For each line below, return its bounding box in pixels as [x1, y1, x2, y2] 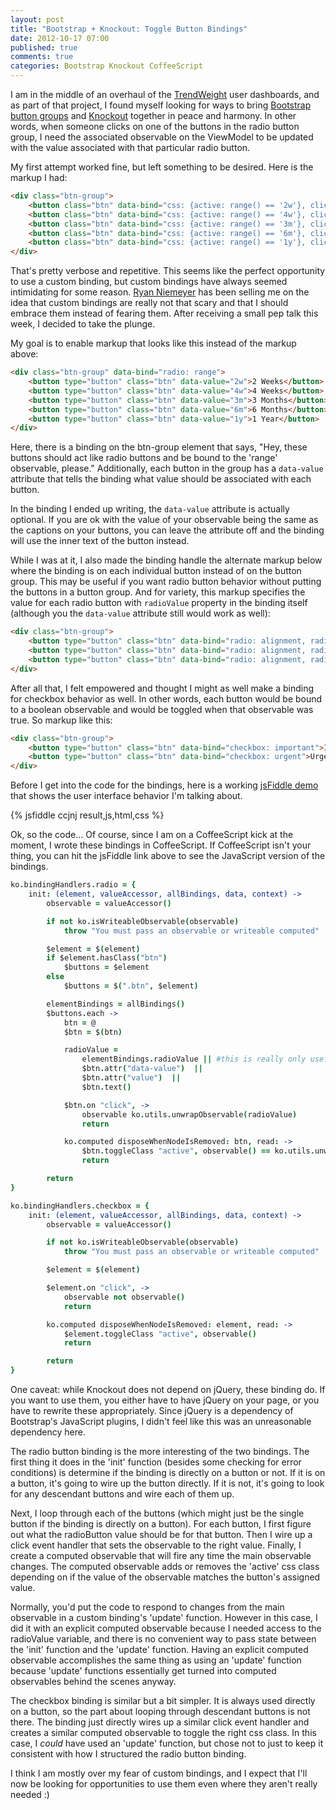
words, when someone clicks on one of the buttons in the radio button [10, 121, 300, 132]
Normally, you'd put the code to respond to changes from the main [10, 1601, 285, 1613]
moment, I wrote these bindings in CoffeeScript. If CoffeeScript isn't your [10, 839, 312, 851]
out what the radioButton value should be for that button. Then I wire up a [10, 1529, 313, 1540]
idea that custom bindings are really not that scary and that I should [10, 297, 289, 309]
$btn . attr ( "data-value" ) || [81, 1064, 203, 1074]
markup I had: [10, 172, 68, 183]
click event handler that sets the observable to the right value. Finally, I [10, 1539, 302, 1551]
